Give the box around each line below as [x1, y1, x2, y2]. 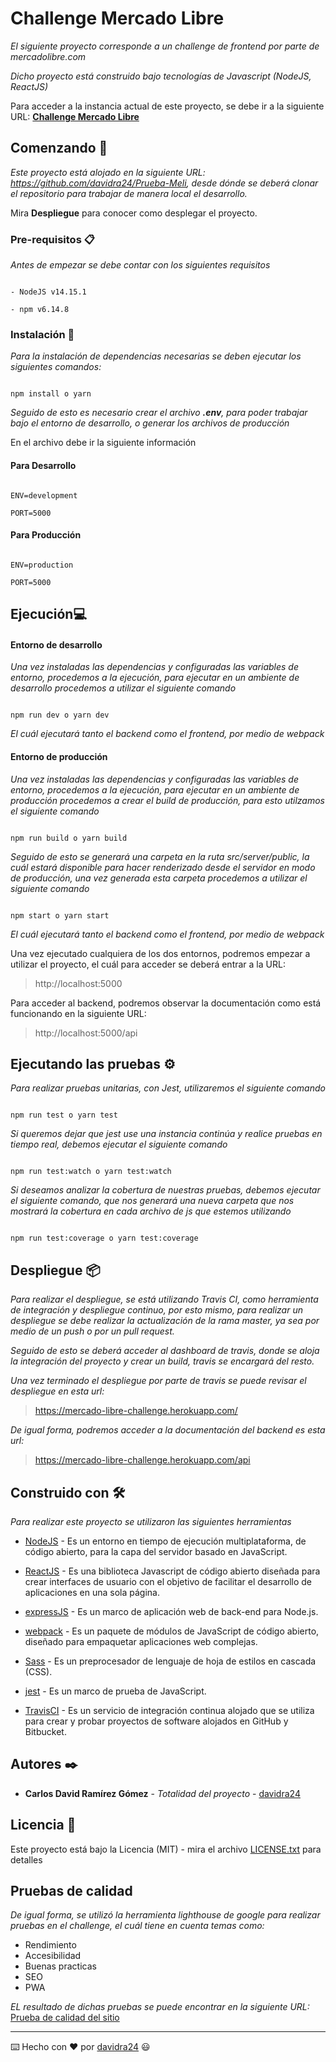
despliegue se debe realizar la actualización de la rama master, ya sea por [10, 1315, 320, 1327]
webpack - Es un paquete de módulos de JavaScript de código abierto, [24, 1625, 320, 1637]
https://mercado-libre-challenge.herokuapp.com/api [34, 1454, 251, 1466]
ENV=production [10, 560, 74, 570]
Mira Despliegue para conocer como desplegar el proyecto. [10, 207, 258, 219]
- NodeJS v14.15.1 [10, 287, 87, 297]
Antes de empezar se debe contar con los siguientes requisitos [10, 259, 271, 271]
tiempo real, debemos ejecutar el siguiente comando [10, 1138, 228, 1151]
